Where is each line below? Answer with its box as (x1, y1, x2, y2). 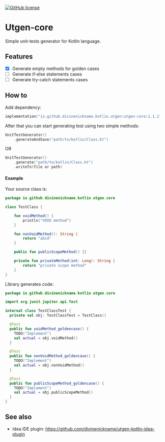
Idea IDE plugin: (12, 426, 44, 432)
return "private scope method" (23, 263, 87, 268)
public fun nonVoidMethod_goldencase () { (9, 354, 96, 359)
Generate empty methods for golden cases (12, 66, 100, 71)
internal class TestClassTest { (5, 308, 71, 313)
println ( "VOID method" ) (23, 218, 71, 223)
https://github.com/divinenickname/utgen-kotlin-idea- (45, 426, 155, 432)
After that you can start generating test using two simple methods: (5, 123, 139, 129)
